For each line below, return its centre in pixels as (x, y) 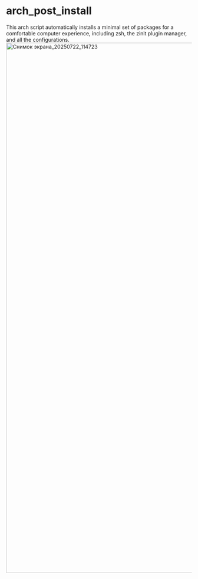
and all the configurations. (38, 39)
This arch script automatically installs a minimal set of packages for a (90, 27)
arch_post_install (49, 11)
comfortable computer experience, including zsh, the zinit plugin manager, (97, 33)
